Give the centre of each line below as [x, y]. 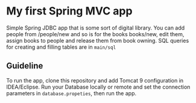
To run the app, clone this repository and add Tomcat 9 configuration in [95, 80]
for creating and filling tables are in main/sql [61, 47]
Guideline [25, 66]
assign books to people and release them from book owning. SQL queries [98, 40]
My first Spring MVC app [69, 11]
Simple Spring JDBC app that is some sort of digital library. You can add [96, 28]
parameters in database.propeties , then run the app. [71, 93]
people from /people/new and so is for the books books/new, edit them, [95, 34]
